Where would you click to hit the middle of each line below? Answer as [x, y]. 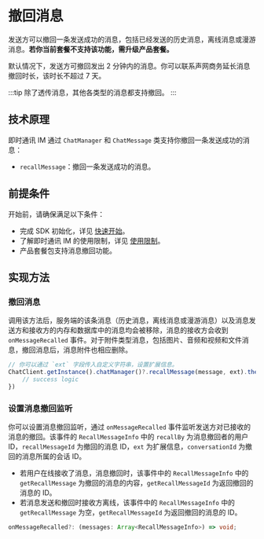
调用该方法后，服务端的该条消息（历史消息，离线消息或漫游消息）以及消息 [128, 321]
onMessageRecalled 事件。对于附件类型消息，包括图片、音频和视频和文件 [125, 340]
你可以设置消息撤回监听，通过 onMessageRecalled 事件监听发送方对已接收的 [130, 427]
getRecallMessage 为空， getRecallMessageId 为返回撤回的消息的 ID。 [130, 512]
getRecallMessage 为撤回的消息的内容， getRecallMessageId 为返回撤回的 [136, 483]
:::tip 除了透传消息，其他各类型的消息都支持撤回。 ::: [92, 92]
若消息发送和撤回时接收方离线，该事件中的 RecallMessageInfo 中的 [127, 503]
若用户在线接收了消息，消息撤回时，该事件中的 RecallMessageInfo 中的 [134, 473]
